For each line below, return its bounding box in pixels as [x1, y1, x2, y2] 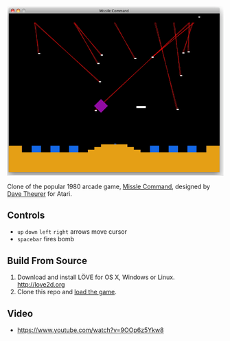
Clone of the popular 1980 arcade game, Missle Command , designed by [7, 182, 211, 190]
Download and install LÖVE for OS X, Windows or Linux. [16, 273, 175, 281]
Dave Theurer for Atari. [7, 189, 72, 198]
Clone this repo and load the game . [16, 288, 117, 296]
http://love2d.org [16, 280, 65, 289]
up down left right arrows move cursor [16, 228, 127, 236]
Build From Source [7, 254, 88, 267]
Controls [7, 209, 45, 221]
